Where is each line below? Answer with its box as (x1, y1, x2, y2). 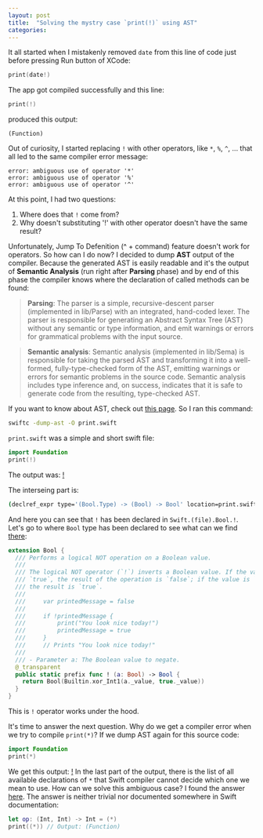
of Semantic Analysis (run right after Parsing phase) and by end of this (8, 267, 240, 276)
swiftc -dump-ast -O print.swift (8, 419, 117, 428)
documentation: (8, 800, 59, 809)
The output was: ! (8, 470, 65, 479)
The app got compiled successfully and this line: (8, 86, 164, 95)
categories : (8, 26, 47, 34)
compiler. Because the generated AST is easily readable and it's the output (8, 258, 249, 268)
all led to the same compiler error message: (8, 152, 149, 162)
